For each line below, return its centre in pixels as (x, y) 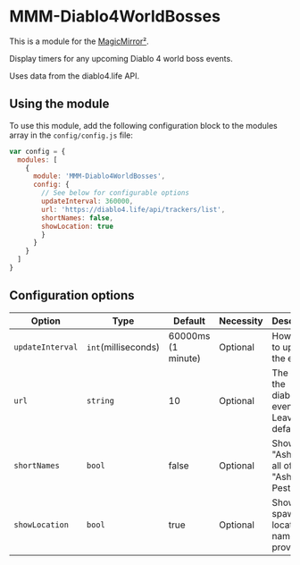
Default (189, 321)
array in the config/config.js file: (71, 135)
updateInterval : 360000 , (87, 201)
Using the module (59, 104)
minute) (184, 358)
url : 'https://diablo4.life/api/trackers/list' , (133, 209)
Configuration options (72, 295)
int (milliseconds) (123, 347)
